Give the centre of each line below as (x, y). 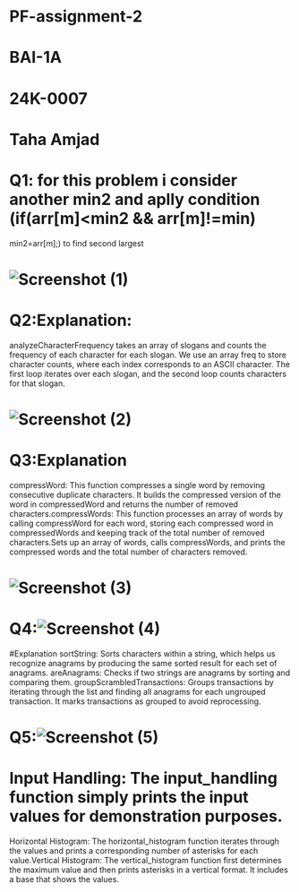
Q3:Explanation (68, 461)
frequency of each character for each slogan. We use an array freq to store (148, 355)
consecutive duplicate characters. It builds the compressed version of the (145, 494)
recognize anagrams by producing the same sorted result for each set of (143, 664)
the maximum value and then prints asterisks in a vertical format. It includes (149, 870)
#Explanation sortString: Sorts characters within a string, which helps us (142, 654)
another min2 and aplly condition (135, 199)
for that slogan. (37, 383)
